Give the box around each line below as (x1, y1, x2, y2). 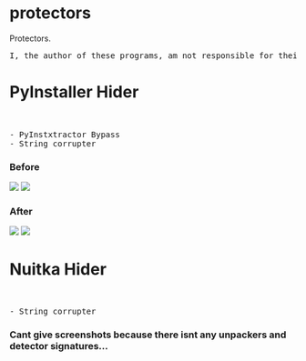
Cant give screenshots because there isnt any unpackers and (9, 328, 287, 341)
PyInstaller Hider (9, 82, 139, 103)
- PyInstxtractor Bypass (9, 129, 120, 139)
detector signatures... (9, 340, 109, 353)
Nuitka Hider (9, 258, 107, 279)
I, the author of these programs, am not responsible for (9, 50, 274, 61)
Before (9, 160, 40, 173)
